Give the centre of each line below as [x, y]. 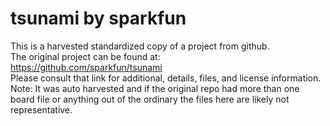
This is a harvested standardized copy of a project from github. [140, 46]
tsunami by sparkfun [98, 18]
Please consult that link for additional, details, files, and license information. [166, 78]
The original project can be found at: [85, 56]
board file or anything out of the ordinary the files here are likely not [150, 99]
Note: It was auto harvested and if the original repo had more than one [155, 88]
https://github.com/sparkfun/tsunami [86, 67]
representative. [41, 109]
